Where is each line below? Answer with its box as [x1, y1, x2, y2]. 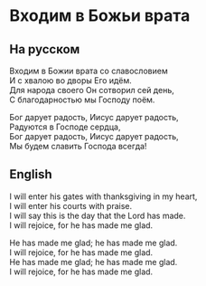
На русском [9, 42, 80, 57]
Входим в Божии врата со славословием [9, 65, 169, 76]
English [9, 167, 52, 182]
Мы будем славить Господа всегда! [9, 141, 147, 151]
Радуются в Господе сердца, [9, 121, 121, 132]
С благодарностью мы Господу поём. [9, 94, 155, 105]
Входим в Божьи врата [9, 5, 191, 26]
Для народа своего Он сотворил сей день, [9, 85, 174, 95]
